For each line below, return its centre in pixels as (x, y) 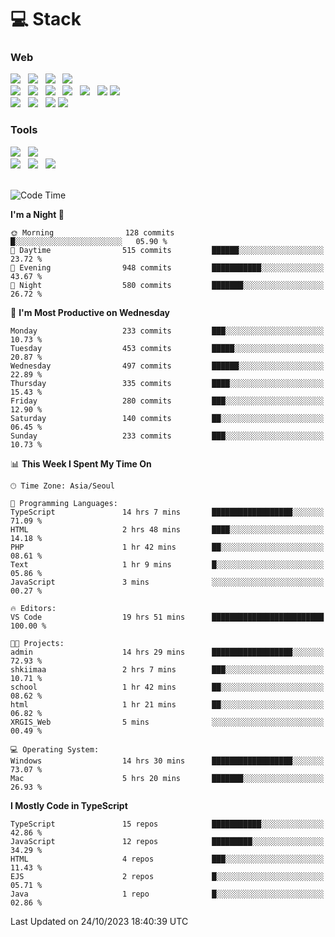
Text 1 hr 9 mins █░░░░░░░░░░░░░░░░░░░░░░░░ (167, 564)
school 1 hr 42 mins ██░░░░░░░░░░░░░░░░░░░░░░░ (167, 687)
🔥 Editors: (33, 608)
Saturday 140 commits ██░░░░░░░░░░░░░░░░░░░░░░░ (167, 418)
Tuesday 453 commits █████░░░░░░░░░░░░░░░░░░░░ (167, 348)
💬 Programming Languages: (64, 503)
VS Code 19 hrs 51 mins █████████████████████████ (167, 617)
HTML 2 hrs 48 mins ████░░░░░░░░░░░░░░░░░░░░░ (167, 529)
